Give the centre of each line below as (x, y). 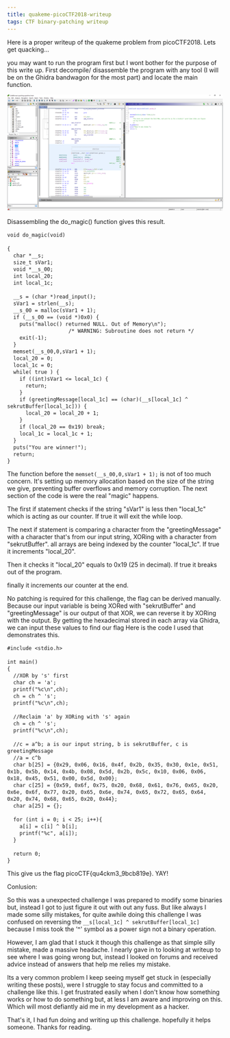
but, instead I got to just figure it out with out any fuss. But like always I (107, 907)
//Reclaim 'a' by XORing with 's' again (72, 717)
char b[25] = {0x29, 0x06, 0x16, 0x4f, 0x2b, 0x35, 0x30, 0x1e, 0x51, (116, 765)
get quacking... (28, 49)
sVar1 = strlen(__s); (44, 304)
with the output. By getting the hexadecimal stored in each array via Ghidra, (114, 620)
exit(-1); (34, 338)
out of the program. (35, 571)
